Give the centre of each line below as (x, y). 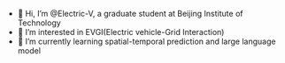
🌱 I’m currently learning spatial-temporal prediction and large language (146, 41)
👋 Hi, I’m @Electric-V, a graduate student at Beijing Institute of (130, 14)
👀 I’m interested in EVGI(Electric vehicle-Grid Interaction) (121, 32)
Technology (39, 23)
